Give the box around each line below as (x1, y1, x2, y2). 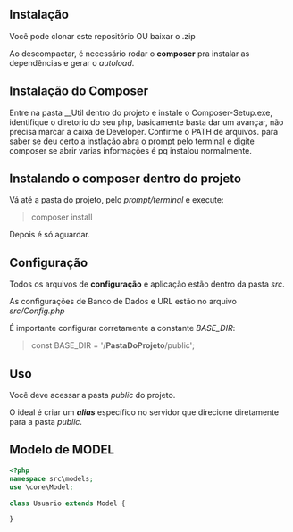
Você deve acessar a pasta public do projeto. (9, 390, 176, 401)
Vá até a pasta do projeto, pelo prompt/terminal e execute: (9, 195, 224, 205)
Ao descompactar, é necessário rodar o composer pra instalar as (9, 48, 250, 59)
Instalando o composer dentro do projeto (9, 171, 242, 187)
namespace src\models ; (9, 474, 94, 483)
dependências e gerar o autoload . (9, 57, 135, 68)
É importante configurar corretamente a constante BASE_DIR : (9, 323, 236, 334)
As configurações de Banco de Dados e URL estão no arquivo (9, 296, 237, 307)
